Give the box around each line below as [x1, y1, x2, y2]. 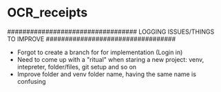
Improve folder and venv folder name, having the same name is [17, 70, 196, 78]
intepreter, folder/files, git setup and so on [17, 62, 136, 71]
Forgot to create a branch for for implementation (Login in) [17, 48, 183, 56]
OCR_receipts [7, 5, 88, 21]
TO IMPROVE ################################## [7, 34, 176, 43]
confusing [17, 77, 46, 85]
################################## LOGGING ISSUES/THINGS [7, 27, 215, 36]
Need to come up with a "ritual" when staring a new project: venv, [17, 55, 204, 63]
